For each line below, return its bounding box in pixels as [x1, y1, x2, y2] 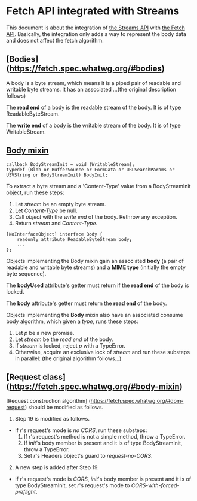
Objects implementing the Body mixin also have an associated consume [6, 311, 183, 318]
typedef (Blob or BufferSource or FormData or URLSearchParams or [6, 167, 175, 173]
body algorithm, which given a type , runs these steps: [6, 318, 138, 325]
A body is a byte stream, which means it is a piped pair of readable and [6, 79, 181, 86]
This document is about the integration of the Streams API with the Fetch [6, 24, 185, 31]
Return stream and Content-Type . [14, 219, 98, 227]
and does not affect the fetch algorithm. [6, 37, 104, 44]
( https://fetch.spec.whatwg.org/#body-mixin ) [6, 381, 183, 391]
